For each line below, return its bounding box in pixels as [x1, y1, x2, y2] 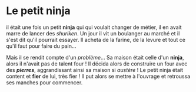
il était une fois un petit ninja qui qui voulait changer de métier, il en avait [6, 24, 182, 31]
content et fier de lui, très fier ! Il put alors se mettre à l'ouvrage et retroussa [6, 73, 191, 80]
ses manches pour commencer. [6, 78, 83, 86]
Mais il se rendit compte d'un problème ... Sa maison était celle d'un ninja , [6, 54, 184, 61]
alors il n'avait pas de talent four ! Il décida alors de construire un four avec [6, 60, 188, 67]
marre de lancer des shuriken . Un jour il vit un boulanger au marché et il [6, 29, 180, 37]
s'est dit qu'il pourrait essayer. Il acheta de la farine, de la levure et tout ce [6, 36, 185, 43]
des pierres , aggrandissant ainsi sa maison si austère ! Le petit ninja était [6, 66, 184, 73]
